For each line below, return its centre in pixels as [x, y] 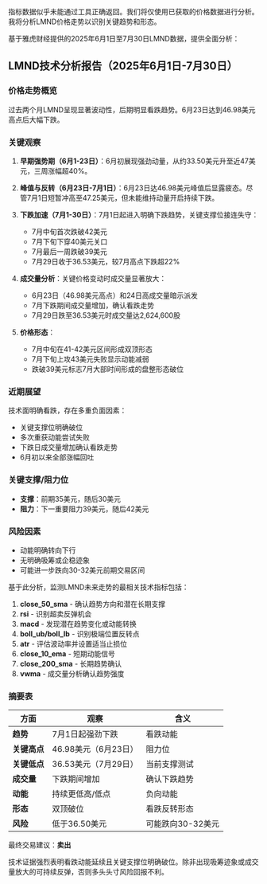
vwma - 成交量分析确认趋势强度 [72, 673]
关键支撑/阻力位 [39, 480]
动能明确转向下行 [48, 550]
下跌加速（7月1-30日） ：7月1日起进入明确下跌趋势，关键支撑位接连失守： [139, 214]
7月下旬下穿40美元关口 [70, 241]
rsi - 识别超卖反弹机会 [56, 614]
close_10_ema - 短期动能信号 [67, 653]
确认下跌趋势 [170, 779]
